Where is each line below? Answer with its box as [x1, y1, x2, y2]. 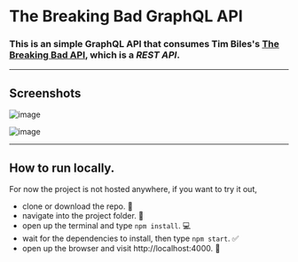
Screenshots [9, 86, 82, 101]
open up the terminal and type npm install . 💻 [21, 220, 192, 231]
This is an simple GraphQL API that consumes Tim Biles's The [9, 38, 279, 50]
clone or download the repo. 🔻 [21, 201, 133, 212]
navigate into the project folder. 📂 [21, 211, 145, 221]
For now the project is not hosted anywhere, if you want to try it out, [9, 184, 257, 195]
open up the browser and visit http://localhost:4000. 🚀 [21, 243, 221, 254]
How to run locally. [9, 160, 115, 175]
